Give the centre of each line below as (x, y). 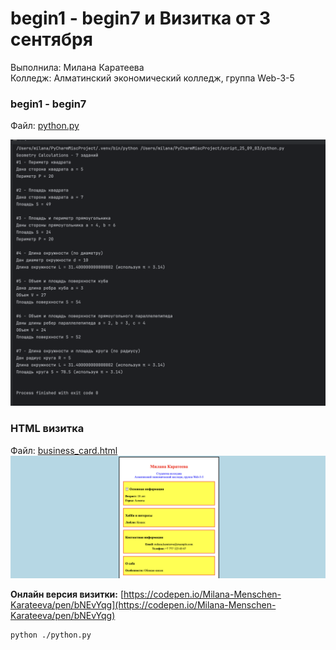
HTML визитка (47, 429)
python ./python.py (51, 635)
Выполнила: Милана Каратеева (77, 67)
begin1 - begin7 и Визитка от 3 (141, 18)
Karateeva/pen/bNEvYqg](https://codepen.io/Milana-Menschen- (143, 604)
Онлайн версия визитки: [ (67, 594)
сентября (51, 39)
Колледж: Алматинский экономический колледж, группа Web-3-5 (152, 78)
